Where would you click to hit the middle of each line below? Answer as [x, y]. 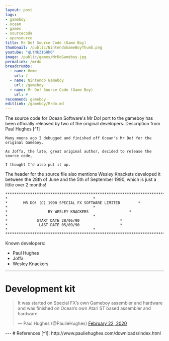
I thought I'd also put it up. [38, 165]
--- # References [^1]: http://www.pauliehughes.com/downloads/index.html [83, 333]
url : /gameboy [29, 85]
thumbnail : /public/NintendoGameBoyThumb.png [54, 47]
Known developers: [25, 243]
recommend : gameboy [26, 99]
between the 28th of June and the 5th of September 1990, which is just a [81, 179]
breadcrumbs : [19, 66]
